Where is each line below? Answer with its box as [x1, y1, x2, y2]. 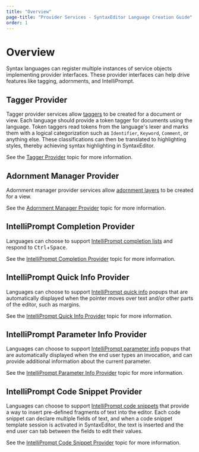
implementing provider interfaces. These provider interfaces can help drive [6, 71, 190, 78]
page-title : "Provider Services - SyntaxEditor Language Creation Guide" [6, 14, 193, 20]
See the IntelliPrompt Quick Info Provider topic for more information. [6, 312, 173, 320]
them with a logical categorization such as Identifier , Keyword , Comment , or [6, 129, 189, 137]
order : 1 [6, 20, 28, 26]
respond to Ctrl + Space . [6, 244, 68, 251]
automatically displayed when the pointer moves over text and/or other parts [6, 295, 194, 302]
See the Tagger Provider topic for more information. [6, 154, 132, 161]
